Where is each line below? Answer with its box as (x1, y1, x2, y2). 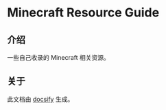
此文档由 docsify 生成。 (7, 95, 74, 103)
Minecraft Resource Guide (7, 5, 160, 21)
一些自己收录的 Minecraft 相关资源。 (7, 54, 110, 61)
